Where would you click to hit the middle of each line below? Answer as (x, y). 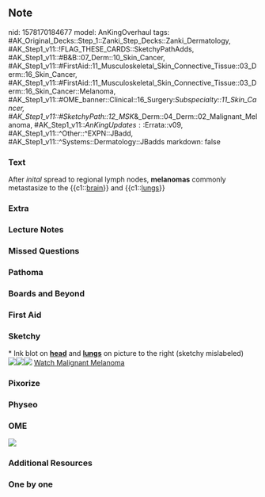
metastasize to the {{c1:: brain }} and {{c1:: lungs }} (87, 188)
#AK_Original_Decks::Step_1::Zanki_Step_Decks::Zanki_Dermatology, (119, 40)
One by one (31, 484)
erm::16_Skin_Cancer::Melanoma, (62, 91)
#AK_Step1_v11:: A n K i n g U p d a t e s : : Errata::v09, (109, 124)
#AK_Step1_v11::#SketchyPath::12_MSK (71, 116)
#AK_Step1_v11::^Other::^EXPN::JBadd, (71, 133)
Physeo (23, 404)
